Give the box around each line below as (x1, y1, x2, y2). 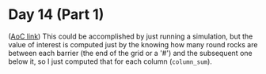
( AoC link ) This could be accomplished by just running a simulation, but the (8, 31, 253, 41)
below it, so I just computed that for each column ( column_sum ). (8, 57, 212, 66)
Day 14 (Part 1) (8, 6, 104, 24)
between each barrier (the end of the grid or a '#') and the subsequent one (8, 48, 253, 57)
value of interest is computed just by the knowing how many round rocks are (8, 39, 258, 49)
